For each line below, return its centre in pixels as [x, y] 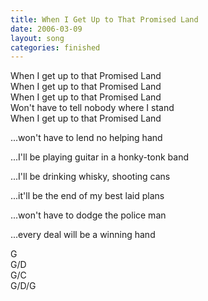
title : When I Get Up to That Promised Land [104, 19]
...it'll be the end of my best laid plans [87, 196]
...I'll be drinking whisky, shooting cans [90, 177]
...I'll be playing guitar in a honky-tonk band [100, 157]
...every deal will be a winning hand [83, 235]
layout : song [37, 38]
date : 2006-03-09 [46, 29]
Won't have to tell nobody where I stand [92, 108]
